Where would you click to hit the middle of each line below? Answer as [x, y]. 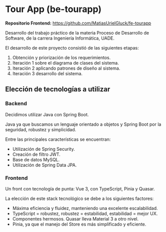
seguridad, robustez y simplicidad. [41, 129]
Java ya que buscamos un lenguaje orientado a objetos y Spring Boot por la [83, 124]
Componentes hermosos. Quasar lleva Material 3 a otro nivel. [75, 218]
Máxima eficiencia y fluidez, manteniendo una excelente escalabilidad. [85, 208]
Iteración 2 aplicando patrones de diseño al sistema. [66, 68]
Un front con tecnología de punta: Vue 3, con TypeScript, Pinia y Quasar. [80, 188]
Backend [16, 104]
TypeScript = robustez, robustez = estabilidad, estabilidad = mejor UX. [85, 213]
